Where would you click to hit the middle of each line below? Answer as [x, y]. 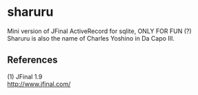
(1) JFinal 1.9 [25, 76]
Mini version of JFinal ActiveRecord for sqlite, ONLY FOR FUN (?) [99, 31]
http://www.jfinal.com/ [39, 84]
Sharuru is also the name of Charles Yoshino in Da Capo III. [91, 38]
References [32, 60]
